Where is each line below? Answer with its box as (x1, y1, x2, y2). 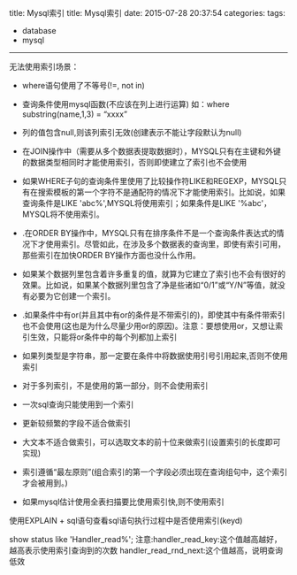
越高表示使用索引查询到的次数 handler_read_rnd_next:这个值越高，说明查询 (9, 545, 284, 556)
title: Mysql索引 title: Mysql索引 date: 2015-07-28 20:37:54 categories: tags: (9, 8, 286, 18)
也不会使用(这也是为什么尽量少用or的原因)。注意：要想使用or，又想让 (21, 321, 276, 331)
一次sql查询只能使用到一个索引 (21, 399, 134, 410)
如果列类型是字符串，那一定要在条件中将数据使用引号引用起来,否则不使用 (21, 350, 288, 361)
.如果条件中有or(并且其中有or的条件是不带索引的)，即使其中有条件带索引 (21, 310, 286, 320)
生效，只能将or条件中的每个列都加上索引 (29, 332, 178, 342)
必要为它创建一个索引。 (29, 291, 116, 301)
